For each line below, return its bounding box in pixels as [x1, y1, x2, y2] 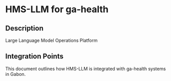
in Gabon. [5, 71, 26, 77]
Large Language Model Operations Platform [5, 37, 98, 43]
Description [5, 24, 44, 33]
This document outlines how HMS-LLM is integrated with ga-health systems [5, 65, 166, 72]
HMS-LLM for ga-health [5, 4, 109, 15]
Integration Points [5, 52, 64, 61]
